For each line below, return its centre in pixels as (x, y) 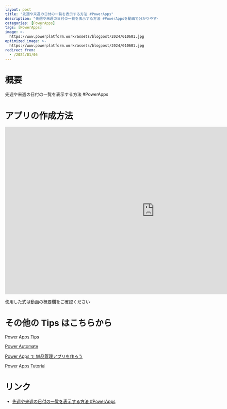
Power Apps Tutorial (25, 366)
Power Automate (22, 346)
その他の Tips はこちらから (59, 323)
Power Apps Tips (22, 337)
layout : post (18, 9)
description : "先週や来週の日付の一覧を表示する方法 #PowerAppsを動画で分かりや (79, 18)
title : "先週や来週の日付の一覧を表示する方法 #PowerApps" (59, 14)
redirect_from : (20, 50)
